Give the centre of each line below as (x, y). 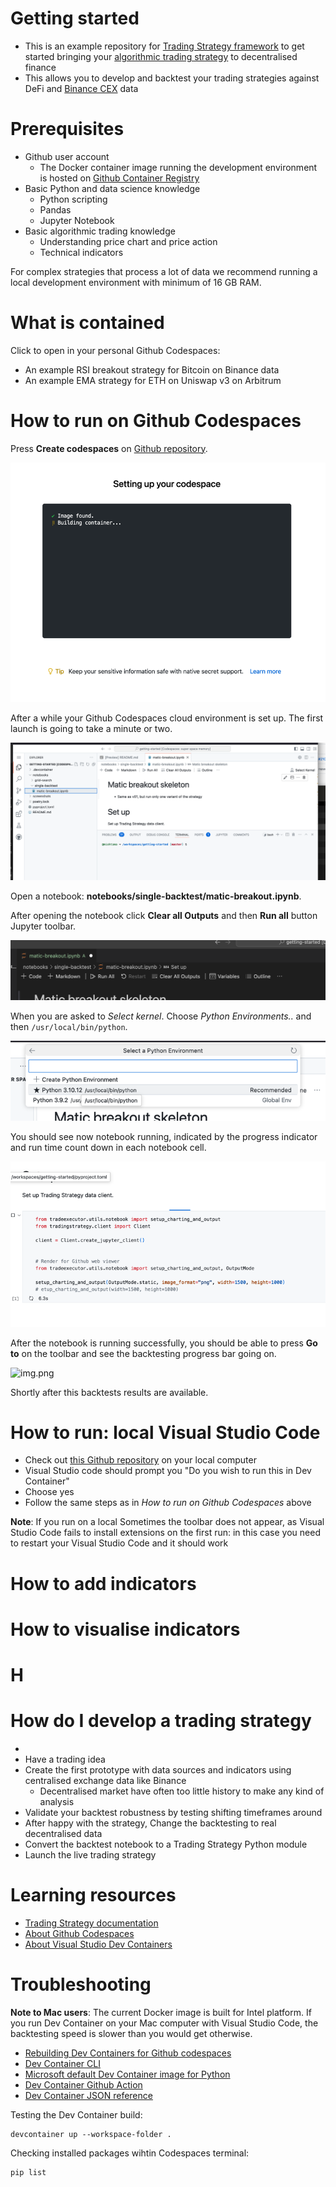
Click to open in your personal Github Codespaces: (115, 350)
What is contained (87, 323)
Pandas (55, 209)
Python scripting (73, 199)
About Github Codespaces (79, 1933)
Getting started (75, 18)
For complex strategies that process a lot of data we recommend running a (164, 271)
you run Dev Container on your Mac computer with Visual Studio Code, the (164, 2023)
